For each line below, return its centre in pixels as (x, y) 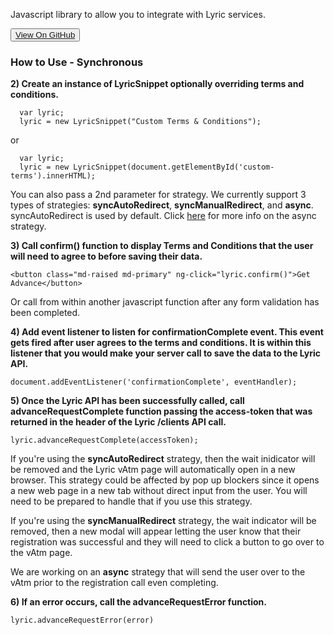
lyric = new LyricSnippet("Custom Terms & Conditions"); (140, 122)
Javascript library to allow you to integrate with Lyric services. (138, 14)
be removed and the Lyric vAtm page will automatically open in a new (153, 470)
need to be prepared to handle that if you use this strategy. (131, 501)
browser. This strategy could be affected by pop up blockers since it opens (165, 480)
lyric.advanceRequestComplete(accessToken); (104, 440)
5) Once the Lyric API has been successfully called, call (127, 401)
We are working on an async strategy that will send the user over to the (158, 572)
